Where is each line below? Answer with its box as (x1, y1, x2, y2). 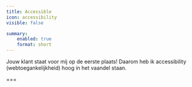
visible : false (6, 20, 44, 26)
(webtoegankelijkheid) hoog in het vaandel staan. (6, 64, 127, 72)
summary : (6, 30, 28, 36)
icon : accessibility (6, 14, 58, 20)
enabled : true (17, 36, 52, 42)
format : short (17, 42, 52, 48)
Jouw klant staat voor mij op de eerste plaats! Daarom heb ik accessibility (6, 58, 187, 65)
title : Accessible (6, 8, 52, 15)
